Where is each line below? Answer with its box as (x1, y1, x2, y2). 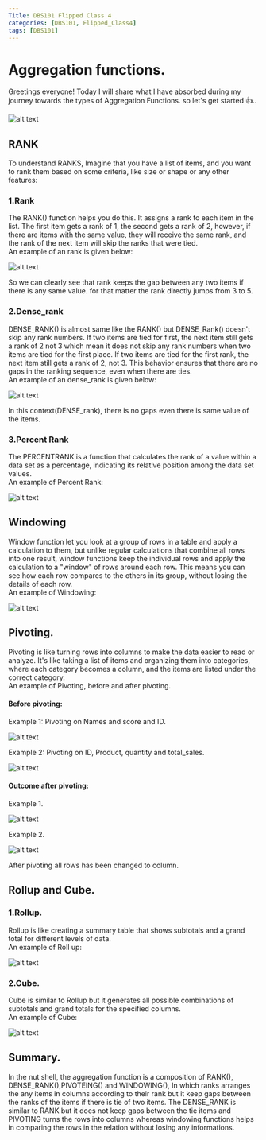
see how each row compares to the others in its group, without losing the (8, 570, 248, 580)
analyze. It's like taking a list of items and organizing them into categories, (8, 655, 250, 665)
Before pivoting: (8, 699, 63, 708)
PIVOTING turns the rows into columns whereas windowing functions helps (8, 1114, 254, 1123)
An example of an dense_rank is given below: (8, 374, 156, 384)
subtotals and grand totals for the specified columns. (8, 1004, 181, 1014)
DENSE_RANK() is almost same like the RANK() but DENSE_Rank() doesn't (8, 324, 251, 334)
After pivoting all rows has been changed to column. (8, 860, 179, 871)
